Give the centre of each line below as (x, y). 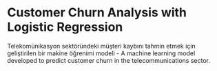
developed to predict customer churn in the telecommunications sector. (109, 60)
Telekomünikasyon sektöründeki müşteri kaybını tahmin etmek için (102, 46)
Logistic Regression (65, 27)
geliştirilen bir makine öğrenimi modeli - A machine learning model (101, 53)
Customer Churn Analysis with (97, 13)
